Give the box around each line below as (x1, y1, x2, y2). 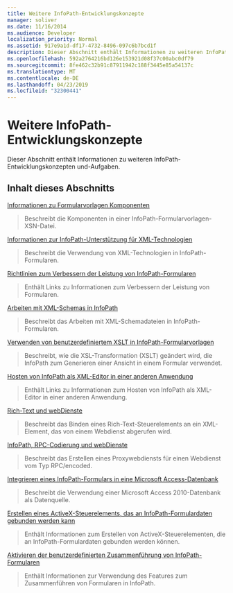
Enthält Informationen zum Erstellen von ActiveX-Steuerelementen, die (24, 530, 226, 538)
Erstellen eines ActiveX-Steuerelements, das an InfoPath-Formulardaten (7, 509, 213, 517)
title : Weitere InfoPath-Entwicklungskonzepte (7, 10, 144, 17)
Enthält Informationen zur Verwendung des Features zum (24, 571, 188, 580)
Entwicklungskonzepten (7, 162, 76, 171)
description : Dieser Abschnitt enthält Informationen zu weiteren (7, 49, 203, 56)
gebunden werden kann (7, 516, 76, 524)
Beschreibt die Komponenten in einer (24, 214, 130, 223)
